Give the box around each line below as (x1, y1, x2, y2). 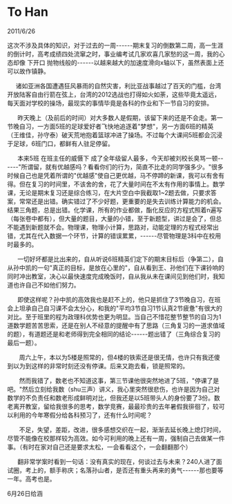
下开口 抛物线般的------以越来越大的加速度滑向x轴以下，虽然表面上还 (26, 58, 224, 66)
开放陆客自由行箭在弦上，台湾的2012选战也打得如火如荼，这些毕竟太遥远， (7, 90, 221, 99)
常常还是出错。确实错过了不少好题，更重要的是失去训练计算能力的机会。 (19, 197, 225, 205)
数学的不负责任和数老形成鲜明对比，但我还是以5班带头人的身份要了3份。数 (7, 394, 220, 402)
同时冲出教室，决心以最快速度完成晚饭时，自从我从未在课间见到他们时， (7, 272, 213, 280)
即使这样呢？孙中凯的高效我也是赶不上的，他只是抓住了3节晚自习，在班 (17, 295, 221, 303)
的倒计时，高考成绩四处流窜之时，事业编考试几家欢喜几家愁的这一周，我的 (7, 50, 219, 58)
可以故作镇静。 (7, 67, 50, 75)
